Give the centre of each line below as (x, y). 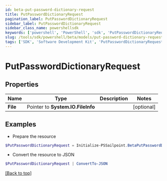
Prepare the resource (34, 136)
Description (114, 98)
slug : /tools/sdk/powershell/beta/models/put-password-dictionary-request (84, 38)
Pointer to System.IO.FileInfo (61, 107)
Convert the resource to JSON (43, 155)
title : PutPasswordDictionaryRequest (44, 14)
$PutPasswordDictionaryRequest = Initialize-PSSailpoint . (66, 145)
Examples (21, 124)
